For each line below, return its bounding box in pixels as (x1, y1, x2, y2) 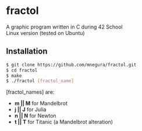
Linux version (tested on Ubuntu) (6, 29, 86, 36)
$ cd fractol (6, 67, 38, 73)
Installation (6, 47, 48, 56)
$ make (6, 73, 22, 79)
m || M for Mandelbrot (14, 100, 68, 107)
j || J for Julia (14, 106, 47, 113)
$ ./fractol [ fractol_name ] (6, 78, 74, 84)
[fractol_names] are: (6, 88, 55, 95)
